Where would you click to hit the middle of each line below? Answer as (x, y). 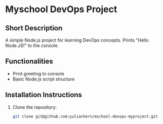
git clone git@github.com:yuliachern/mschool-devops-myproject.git (85, 116)
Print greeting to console (38, 73)
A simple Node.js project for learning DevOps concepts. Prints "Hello (77, 40)
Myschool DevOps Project (61, 9)
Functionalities (29, 61)
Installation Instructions (44, 95)
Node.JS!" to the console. (32, 46)
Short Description (34, 28)
